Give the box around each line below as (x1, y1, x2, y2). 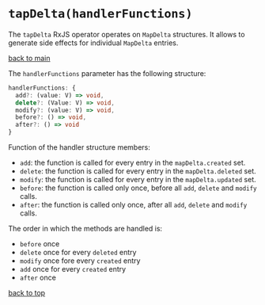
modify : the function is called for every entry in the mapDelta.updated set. (19, 175, 256, 185)
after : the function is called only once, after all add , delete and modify (19, 200, 248, 210)
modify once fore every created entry (19, 256, 141, 265)
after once (19, 273, 57, 283)
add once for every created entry (19, 265, 127, 274)
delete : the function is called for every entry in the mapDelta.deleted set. (19, 166, 256, 176)
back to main (8, 53, 51, 63)
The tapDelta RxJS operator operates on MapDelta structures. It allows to (8, 29, 245, 39)
